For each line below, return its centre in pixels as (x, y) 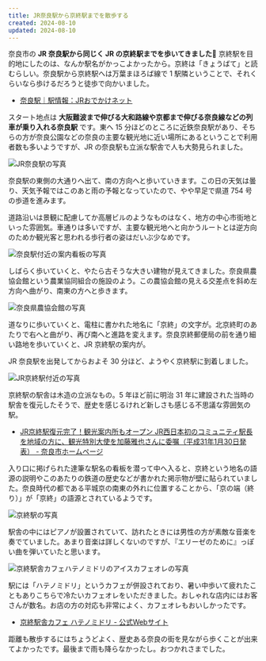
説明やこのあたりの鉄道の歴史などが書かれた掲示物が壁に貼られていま (136, 478)
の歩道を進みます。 (39, 201)
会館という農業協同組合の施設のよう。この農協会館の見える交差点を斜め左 (136, 281)
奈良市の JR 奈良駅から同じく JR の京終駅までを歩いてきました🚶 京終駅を (127, 54)
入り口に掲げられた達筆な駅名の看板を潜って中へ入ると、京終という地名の (129, 468)
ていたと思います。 (74, 551)
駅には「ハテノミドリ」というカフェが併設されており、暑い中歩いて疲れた (129, 586)
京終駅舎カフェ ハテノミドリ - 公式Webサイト (94, 622)
